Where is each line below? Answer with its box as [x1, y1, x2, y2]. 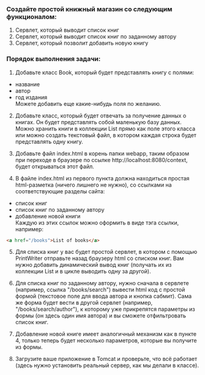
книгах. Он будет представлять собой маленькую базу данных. [15, 118, 182, 125]
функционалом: [6, 12, 57, 21]
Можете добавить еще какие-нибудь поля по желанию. [15, 100, 162, 107]
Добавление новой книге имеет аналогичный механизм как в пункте [15, 330, 197, 338]
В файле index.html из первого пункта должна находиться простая [15, 174, 190, 182]
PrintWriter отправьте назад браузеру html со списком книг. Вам [15, 254, 184, 262]
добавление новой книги [15, 212, 81, 220]
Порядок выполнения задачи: [6, 54, 101, 63]
